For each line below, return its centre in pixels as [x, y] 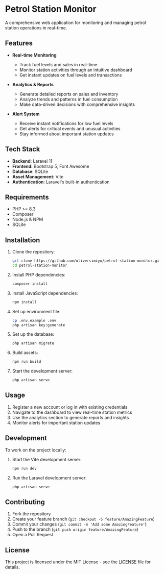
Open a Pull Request [33, 535]
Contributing [25, 502]
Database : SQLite [30, 171]
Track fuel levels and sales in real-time [59, 64]
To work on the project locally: [36, 450]
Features [19, 43]
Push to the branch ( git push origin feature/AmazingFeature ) [75, 529]
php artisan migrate [33, 343]
